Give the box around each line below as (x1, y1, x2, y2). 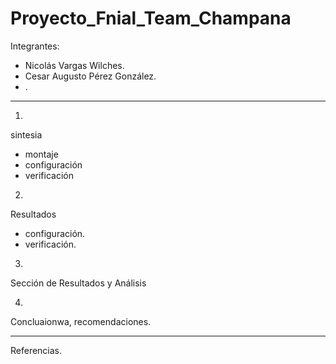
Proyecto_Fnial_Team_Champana (10, 7, 292, 30)
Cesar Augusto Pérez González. (24, 70, 157, 82)
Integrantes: (10, 40, 60, 52)
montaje (24, 148, 59, 160)
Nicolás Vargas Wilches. (24, 59, 125, 71)
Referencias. (10, 344, 63, 356)
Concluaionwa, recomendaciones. (10, 315, 152, 327)
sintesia (10, 128, 43, 141)
